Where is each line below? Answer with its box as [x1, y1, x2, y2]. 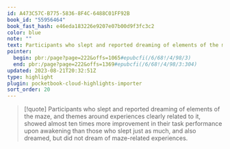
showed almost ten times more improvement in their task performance [23, 120, 222, 128]
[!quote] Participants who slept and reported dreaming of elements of [23, 105, 220, 113]
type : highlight [7, 73, 53, 81]
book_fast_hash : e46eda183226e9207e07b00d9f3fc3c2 [7, 23, 155, 29]
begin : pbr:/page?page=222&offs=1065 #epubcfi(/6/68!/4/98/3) [13, 55, 192, 62]
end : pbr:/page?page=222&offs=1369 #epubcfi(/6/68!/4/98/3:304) [13, 61, 197, 68]
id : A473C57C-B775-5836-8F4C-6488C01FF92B [7, 10, 130, 17]
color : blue [7, 29, 41, 36]
